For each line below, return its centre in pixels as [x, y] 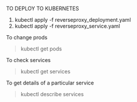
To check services [29, 60]
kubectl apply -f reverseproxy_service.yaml [67, 26]
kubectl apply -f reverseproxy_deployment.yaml [73, 20]
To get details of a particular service [50, 83]
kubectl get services [45, 72]
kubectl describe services [52, 94]
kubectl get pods [41, 49]
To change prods [27, 37]
